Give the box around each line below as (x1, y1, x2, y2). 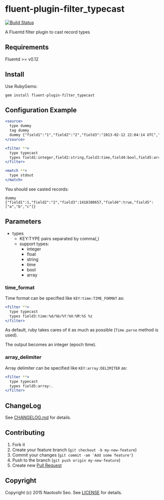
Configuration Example (5, 106, 77, 114)
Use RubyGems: (5, 83, 38, 89)
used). (5, 332, 18, 338)
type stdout (9, 173, 34, 178)
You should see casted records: (5, 186, 69, 192)
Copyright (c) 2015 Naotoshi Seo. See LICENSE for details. (5, 489, 123, 495)
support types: (19, 241, 49, 247)
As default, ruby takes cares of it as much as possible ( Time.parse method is (5, 327, 159, 333)
